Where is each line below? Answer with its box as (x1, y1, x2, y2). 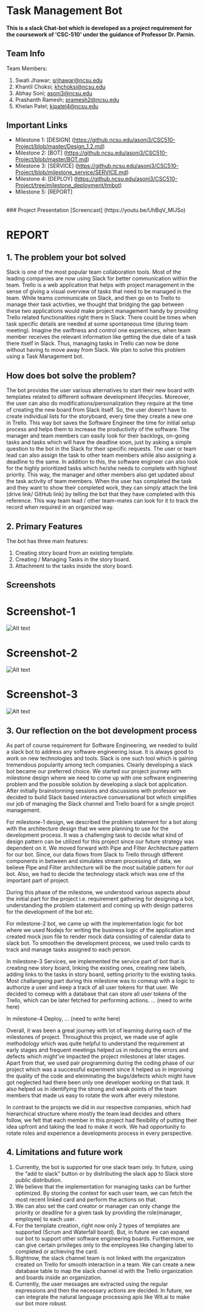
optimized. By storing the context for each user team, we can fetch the (15, 1189, 193, 1197)
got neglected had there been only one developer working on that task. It (6, 1079, 190, 1086)
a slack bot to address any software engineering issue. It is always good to (6, 748, 194, 756)
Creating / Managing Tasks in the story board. (15, 556, 131, 563)
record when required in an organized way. (6, 503, 114, 511)
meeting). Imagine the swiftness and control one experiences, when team (6, 327, 191, 334)
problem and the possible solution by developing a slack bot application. (6, 781, 188, 788)
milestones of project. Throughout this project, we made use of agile (6, 1033, 178, 1041)
